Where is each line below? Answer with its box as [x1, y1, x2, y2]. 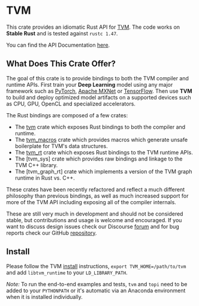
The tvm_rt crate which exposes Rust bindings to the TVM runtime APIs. [14, 149, 193, 156]
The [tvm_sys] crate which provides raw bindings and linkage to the [14, 155, 183, 162]
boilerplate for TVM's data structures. [14, 142, 108, 150]
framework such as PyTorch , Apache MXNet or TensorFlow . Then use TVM [6, 87, 193, 95]
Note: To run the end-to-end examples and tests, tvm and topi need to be [6, 280, 188, 287]
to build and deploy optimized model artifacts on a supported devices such [6, 93, 191, 101]
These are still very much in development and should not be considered [6, 210, 183, 217]
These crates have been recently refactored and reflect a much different [6, 186, 185, 193]
